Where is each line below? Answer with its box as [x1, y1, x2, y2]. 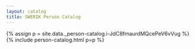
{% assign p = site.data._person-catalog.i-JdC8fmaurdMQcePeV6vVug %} [6, 30, 190, 37]
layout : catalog [6, 8, 46, 15]
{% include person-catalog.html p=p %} [6, 36, 105, 43]
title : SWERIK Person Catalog [6, 14, 81, 20]
